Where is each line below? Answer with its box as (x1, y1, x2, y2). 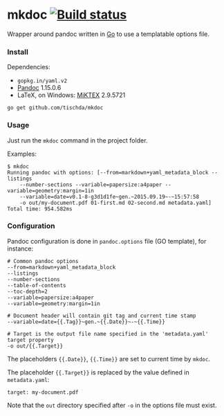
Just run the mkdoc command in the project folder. (7, 136, 148, 145)
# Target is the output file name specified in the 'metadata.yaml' (7, 330, 209, 337)
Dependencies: (7, 63, 50, 71)
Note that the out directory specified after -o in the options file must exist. (7, 401, 217, 409)
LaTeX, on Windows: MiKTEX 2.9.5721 (17, 91, 126, 100)
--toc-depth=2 (7, 288, 48, 295)
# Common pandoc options (7, 257, 79, 264)
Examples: (7, 150, 37, 158)
